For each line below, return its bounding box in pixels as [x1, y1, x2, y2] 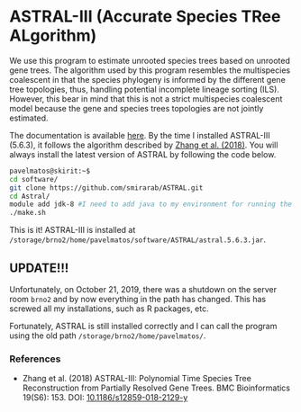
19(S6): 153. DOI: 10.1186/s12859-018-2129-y [22, 392, 188, 403]
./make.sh [9, 209, 47, 218]
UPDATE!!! [9, 260, 69, 275]
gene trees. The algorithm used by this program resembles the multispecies [9, 65, 291, 76]
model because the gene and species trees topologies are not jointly [9, 103, 264, 113]
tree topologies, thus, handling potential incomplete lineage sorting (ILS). [9, 84, 279, 94]
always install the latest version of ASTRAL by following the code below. [9, 148, 277, 159]
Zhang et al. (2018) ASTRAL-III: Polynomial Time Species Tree [22, 373, 252, 384]
